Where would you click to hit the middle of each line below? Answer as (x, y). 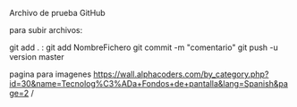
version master (37, 57)
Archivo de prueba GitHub (57, 13)
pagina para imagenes (51, 74)
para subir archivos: (46, 30)
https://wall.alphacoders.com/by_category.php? (181, 74)
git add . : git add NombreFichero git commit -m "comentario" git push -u (144, 47)
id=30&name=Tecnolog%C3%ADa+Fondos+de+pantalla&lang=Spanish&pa (149, 83)
